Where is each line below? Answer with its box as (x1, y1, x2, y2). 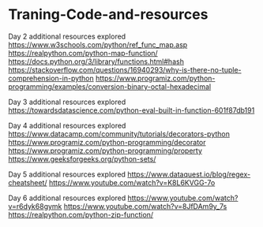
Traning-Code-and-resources (8, 6, 209, 24)
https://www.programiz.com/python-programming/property (8, 146, 203, 155)
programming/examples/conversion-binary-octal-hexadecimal (8, 81, 212, 91)
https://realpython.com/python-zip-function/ (8, 210, 154, 219)
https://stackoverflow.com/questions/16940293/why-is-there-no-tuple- (8, 65, 242, 74)
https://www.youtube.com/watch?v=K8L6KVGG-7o (48, 177, 216, 187)
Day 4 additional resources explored (8, 121, 126, 130)
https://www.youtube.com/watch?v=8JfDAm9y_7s (63, 201, 227, 210)
